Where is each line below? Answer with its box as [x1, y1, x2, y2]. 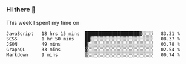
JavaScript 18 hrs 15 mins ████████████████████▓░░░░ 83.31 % [6, 31, 181, 37]
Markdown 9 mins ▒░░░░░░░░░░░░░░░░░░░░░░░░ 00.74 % [6, 52, 181, 58]
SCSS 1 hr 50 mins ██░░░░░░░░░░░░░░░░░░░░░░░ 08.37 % [6, 36, 181, 42]
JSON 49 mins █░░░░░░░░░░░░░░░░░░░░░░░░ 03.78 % [6, 42, 181, 48]
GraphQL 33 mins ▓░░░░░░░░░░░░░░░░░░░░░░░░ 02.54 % [6, 46, 181, 53]
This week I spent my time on [6, 19, 80, 27]
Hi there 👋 [6, 5, 36, 14]
